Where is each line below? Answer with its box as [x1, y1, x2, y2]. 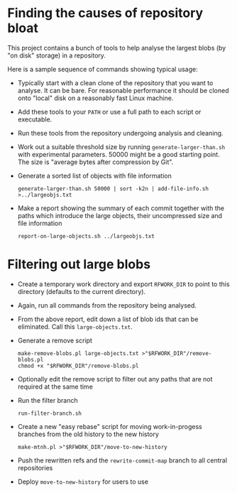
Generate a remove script [17, 336, 92, 345]
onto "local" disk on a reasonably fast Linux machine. [17, 94, 174, 102]
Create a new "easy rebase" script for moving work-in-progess [17, 422, 202, 430]
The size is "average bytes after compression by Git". [17, 158, 174, 166]
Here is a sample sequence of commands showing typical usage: [7, 65, 198, 73]
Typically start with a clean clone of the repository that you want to [17, 78, 214, 87]
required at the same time [17, 382, 94, 391]
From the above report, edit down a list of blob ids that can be [17, 315, 199, 323]
